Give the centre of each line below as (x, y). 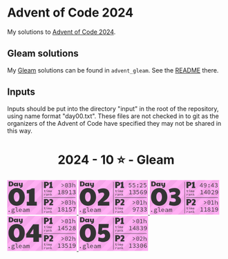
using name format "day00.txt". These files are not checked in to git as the (113, 116)
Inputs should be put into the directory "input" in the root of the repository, (113, 108)
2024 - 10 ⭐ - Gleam (116, 160)
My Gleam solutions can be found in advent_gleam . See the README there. (113, 70)
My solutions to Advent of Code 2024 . (61, 32)
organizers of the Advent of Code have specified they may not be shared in (114, 123)
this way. (20, 131)
